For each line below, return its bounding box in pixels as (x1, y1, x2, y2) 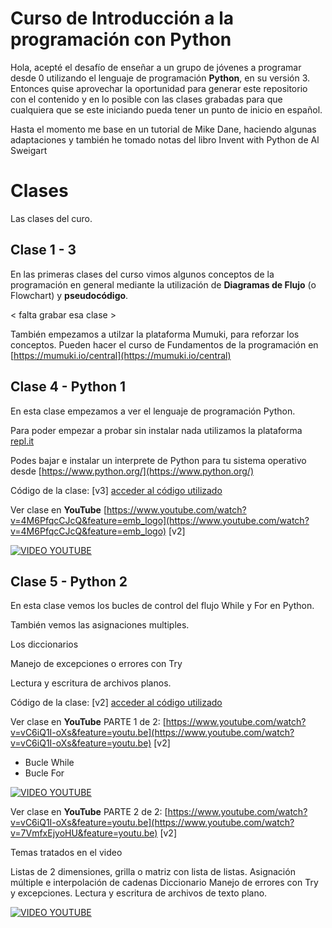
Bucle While (24, 757, 75, 769)
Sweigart (10, 144, 48, 156)
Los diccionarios (10, 638, 79, 651)
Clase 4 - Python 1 (10, 378, 127, 396)
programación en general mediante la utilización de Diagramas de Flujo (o (10, 278, 317, 291)
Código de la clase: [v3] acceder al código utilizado (10, 484, 223, 496)
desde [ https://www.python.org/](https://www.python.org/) (10, 465, 255, 477)
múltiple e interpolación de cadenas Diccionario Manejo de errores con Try (10, 877, 319, 889)
